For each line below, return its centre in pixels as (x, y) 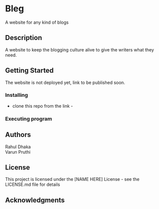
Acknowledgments (35, 200)
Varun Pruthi (18, 152)
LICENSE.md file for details (33, 185)
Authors (18, 135)
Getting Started (29, 70)
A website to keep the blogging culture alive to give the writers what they (80, 49)
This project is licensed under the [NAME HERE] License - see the (72, 179)
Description (24, 38)
